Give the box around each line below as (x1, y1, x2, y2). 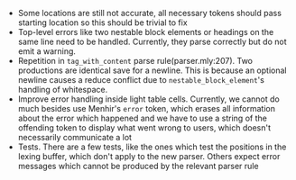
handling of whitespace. (17, 85, 108, 94)
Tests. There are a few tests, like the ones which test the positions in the (17, 141, 287, 152)
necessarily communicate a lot (17, 132, 133, 142)
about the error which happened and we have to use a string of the (17, 112, 268, 123)
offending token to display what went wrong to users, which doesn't (17, 122, 272, 133)
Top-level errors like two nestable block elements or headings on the (17, 27, 274, 37)
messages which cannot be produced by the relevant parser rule (17, 161, 259, 171)
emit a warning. (17, 46, 77, 57)
